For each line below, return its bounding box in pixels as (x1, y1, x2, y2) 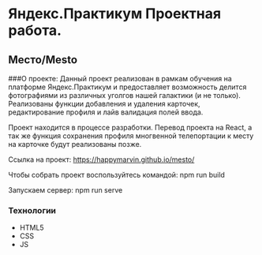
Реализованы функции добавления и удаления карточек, (8, 99, 200, 108)
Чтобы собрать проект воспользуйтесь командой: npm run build (8, 171, 225, 179)
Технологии (8, 204, 57, 216)
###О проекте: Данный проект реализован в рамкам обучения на (8, 74, 233, 83)
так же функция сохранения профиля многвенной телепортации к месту (8, 131, 254, 141)
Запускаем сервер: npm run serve (8, 186, 123, 194)
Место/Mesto (8, 53, 77, 66)
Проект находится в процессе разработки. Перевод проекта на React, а (8, 123, 253, 132)
